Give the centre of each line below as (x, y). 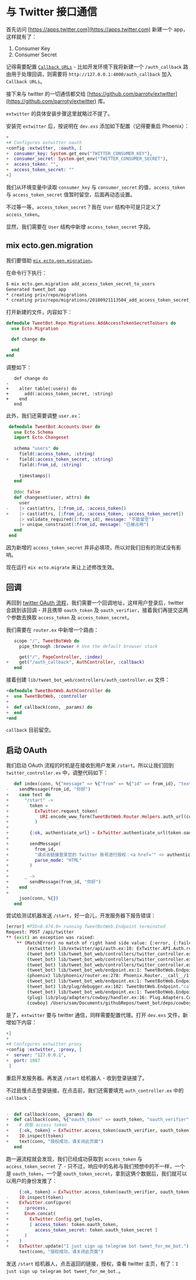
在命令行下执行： (27, 272)
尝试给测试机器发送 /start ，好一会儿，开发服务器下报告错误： (81, 916)
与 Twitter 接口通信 (52, 12)
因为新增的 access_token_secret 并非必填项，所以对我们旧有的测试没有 (91, 547)
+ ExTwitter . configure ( (39, 1203)
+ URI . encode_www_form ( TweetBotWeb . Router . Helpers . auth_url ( (96, 817)
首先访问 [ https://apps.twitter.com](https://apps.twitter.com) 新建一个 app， (97, 29)
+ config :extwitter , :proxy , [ (44, 1050)
